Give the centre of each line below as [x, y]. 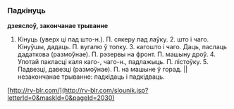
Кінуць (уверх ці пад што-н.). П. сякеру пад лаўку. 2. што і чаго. [113, 39]
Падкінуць [26, 11]
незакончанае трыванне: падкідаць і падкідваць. [91, 77]
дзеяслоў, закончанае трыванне [57, 26]
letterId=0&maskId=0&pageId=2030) [61, 98]
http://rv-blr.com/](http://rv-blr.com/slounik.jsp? [79, 91]
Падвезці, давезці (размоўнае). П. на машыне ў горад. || [103, 70]
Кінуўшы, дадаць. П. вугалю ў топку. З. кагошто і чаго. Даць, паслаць [122, 47]
